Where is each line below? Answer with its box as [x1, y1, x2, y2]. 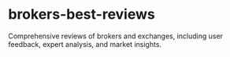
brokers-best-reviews [8, 5, 155, 23]
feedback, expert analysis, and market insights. [8, 39, 162, 48]
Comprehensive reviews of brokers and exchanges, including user [8, 31, 223, 41]
